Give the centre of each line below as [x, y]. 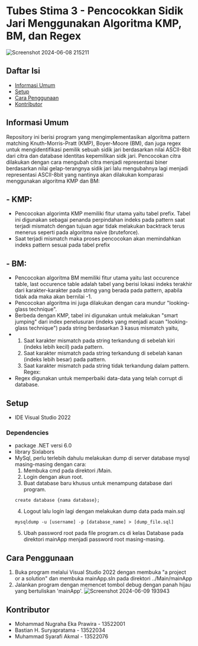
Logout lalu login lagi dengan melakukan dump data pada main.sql [104, 511]
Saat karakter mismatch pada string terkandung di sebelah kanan [103, 353]
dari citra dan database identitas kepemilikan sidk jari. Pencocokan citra [94, 155]
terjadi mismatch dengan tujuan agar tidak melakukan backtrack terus [100, 226]
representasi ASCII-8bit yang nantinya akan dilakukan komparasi [85, 174]
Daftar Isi [23, 71]
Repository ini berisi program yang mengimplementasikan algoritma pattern [98, 137]
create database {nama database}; [57, 501]
